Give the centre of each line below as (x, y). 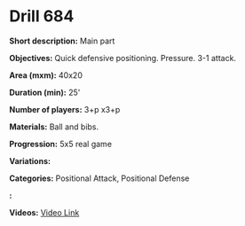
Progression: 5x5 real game (61, 144)
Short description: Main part (62, 41)
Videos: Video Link (44, 212)
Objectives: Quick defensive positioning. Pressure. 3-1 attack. (123, 58)
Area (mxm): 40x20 (46, 75)
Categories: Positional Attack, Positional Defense (99, 178)
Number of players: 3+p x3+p (65, 109)
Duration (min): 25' (45, 92)
